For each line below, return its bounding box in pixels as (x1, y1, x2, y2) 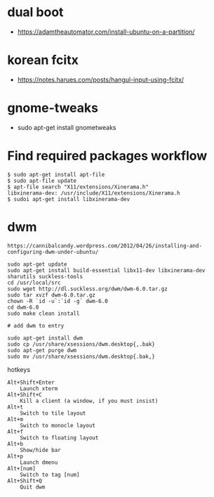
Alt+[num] (7, 465, 36, 472)
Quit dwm (20, 483, 46, 491)
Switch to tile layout (20, 409, 86, 417)
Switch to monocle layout (20, 422, 96, 429)
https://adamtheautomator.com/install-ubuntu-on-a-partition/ (17, 27, 195, 36)
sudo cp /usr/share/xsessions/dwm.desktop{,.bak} (7, 340, 156, 348)
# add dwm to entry (7, 322, 65, 329)
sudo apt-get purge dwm (7, 347, 77, 354)
